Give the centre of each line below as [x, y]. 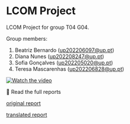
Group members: [27, 38]
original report [23, 103]
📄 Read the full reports [34, 92]
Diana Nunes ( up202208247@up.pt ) [59, 56]
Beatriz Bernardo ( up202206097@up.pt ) [64, 50]
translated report [27, 115]
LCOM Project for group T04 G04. [47, 27]
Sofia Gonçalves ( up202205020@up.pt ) [64, 63]
